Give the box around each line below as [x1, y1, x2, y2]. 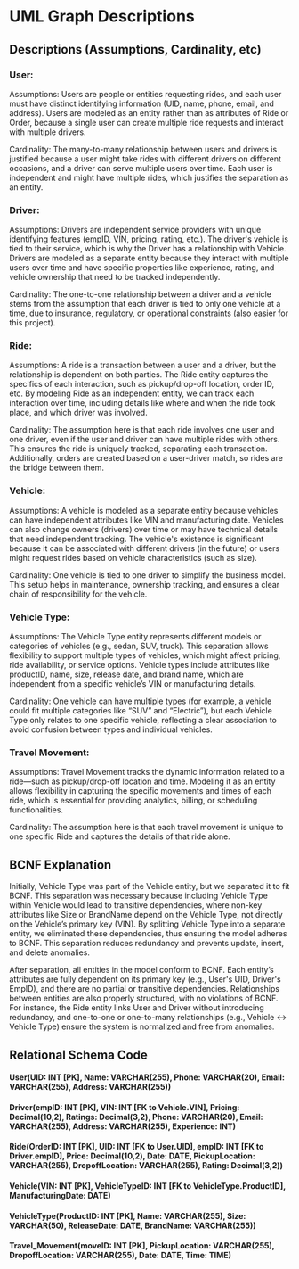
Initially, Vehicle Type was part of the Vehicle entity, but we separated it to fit [9, 881, 290, 892]
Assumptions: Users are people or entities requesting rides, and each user [9, 88, 282, 99]
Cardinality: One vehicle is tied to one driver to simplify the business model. [9, 569, 287, 581]
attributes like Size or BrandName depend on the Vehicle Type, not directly [9, 910, 283, 920]
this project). [9, 317, 56, 328]
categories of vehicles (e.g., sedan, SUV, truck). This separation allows [9, 640, 269, 652]
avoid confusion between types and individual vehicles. [9, 724, 214, 735]
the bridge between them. [9, 462, 105, 474]
